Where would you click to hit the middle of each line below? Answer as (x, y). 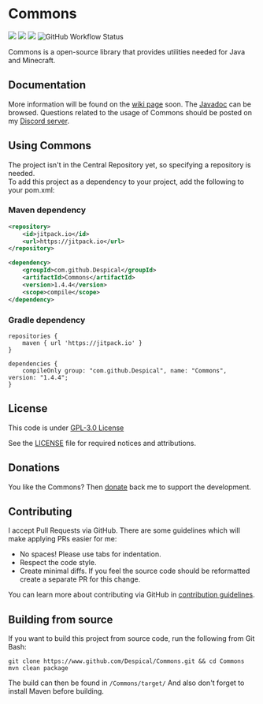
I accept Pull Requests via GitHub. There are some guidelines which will (124, 530)
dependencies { (33, 364)
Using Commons (50, 146)
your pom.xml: (31, 189)
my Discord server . (39, 121)
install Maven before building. (56, 691)
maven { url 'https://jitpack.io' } (83, 343)
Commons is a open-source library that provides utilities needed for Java (127, 51)
